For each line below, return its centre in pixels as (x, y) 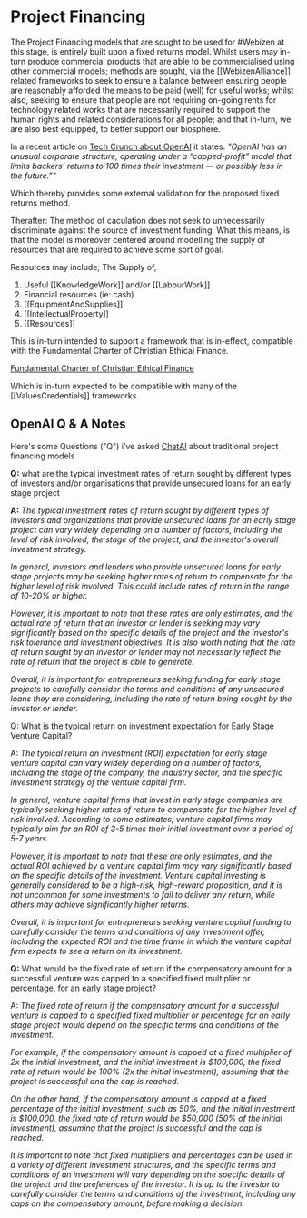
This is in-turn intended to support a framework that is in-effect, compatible (152, 341)
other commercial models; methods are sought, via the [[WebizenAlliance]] (151, 71)
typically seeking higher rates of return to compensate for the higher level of (153, 809)
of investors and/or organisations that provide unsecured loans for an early (151, 483)
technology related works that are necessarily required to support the (140, 109)
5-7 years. (30, 838)
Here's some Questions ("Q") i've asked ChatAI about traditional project (144, 446)
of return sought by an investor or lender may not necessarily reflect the (146, 651)
